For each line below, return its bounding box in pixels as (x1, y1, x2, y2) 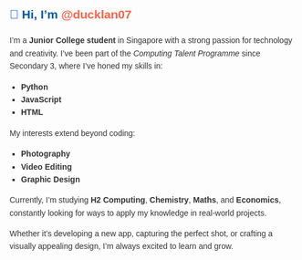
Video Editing (21, 161, 73, 172)
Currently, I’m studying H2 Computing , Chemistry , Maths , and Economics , (9, 195, 281, 205)
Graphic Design (21, 174, 80, 184)
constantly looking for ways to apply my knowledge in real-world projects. (9, 207, 267, 218)
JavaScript (21, 94, 62, 105)
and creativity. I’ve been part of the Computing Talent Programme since (9, 47, 261, 58)
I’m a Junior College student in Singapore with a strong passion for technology (9, 36, 293, 46)
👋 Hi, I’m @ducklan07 (9, 7, 132, 22)
